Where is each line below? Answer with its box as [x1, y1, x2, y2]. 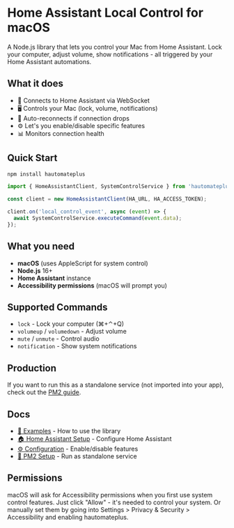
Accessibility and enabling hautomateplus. [7, 513, 129, 521]
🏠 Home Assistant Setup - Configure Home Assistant [17, 435, 172, 443]
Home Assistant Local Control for [7, 5, 204, 21]
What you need [7, 240, 75, 252]
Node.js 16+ [17, 266, 54, 274]
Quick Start [7, 152, 58, 164]
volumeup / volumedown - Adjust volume [17, 327, 127, 336]
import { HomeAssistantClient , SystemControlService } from [7, 183, 186, 190]
